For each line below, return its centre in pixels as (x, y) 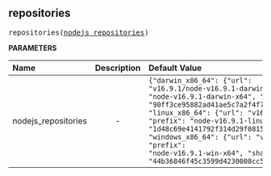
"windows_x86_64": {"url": (200, 137)
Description (118, 68)
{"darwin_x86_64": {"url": (200, 80)
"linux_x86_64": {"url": (196, 113)
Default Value (175, 68)
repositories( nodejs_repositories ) (79, 32)
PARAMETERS (33, 48)
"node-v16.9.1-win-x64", (196, 153)
